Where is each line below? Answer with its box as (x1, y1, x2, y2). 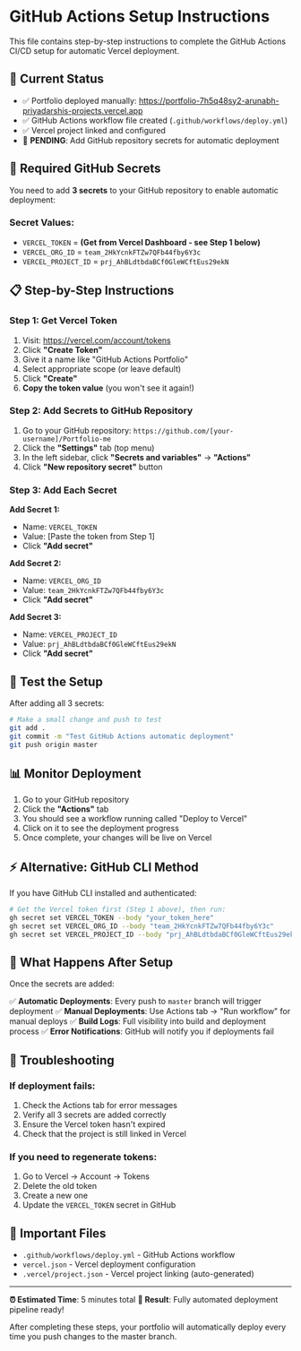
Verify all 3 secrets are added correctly (21, 1109, 168, 1121)
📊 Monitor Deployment (9, 766, 142, 781)
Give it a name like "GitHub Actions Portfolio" (21, 354, 189, 365)
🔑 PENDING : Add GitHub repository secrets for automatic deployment (21, 134, 279, 145)
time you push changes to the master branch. (9, 1331, 177, 1342)
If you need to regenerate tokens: (9, 1151, 158, 1163)
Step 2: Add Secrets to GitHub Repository (9, 405, 193, 417)
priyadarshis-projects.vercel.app (21, 105, 143, 116)
